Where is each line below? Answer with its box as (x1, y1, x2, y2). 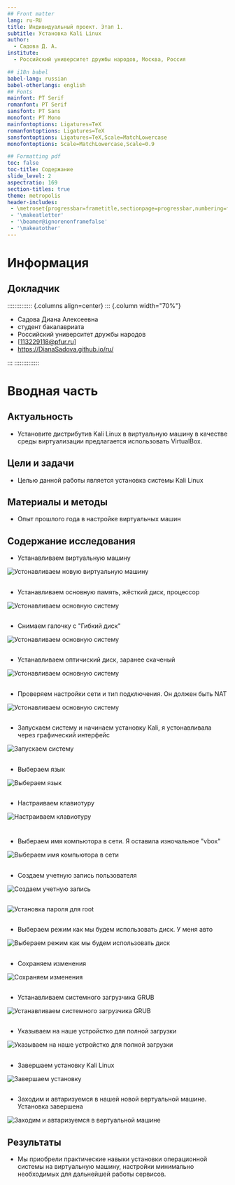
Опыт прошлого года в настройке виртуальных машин (17, 515, 181, 523)
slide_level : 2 (7, 173, 52, 180)
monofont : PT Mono (7, 114, 61, 121)
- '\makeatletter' (10, 212, 64, 219)
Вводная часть (7, 383, 99, 399)
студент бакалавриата (17, 322, 85, 330)
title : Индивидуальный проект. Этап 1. (7, 23, 124, 30)
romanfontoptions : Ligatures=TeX (7, 127, 105, 134)
